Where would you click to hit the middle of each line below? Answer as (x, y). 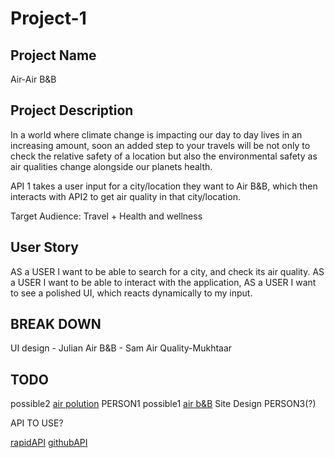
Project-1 (48, 18)
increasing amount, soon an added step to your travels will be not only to (160, 145)
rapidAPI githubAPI (49, 443)
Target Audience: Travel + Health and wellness (106, 216)
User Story (44, 247)
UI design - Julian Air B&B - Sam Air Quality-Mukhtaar (121, 348)
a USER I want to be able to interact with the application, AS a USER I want (163, 282)
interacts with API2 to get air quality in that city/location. (125, 196)
